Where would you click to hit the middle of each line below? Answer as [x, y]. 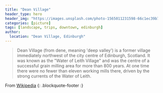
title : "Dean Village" [28, 9]
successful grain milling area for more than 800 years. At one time [83, 65]
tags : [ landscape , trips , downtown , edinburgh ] [54, 28]
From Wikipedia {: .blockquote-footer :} [44, 85]
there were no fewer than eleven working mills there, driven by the [83, 71]
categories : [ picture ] [28, 23]
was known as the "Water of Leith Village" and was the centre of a [83, 61]
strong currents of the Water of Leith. [54, 76]
